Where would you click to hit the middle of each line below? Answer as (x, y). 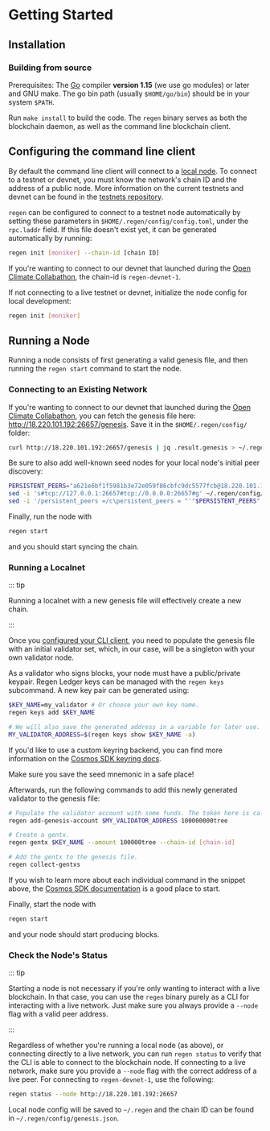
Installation (37, 45)
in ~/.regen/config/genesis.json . (64, 1118)
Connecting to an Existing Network (78, 390)
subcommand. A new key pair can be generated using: (99, 690)
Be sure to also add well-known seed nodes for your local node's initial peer (134, 463)
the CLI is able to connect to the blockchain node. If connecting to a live (127, 1063)
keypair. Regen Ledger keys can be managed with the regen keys (117, 681)
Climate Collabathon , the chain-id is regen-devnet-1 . (95, 276)
